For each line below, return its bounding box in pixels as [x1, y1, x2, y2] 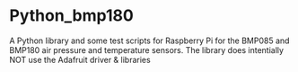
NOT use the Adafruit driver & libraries [9, 54, 151, 65]
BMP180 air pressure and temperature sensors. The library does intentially [9, 44, 285, 55]
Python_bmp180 [9, 5, 135, 26]
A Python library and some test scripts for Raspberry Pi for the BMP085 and [9, 35, 290, 46]
